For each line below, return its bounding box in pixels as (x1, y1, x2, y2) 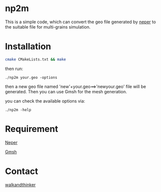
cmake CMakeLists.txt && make (5, 57, 66, 62)
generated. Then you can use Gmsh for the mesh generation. (5, 89, 127, 94)
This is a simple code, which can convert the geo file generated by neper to (5, 19, 156, 25)
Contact (5, 165, 38, 177)
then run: (5, 66, 23, 72)
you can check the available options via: (5, 98, 85, 104)
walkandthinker (5, 182, 36, 188)
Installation (5, 41, 51, 52)
